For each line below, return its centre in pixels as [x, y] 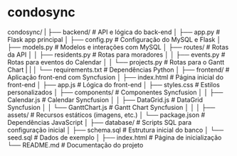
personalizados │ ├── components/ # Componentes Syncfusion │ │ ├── [115, 92]
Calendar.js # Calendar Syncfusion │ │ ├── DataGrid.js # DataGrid [105, 99]
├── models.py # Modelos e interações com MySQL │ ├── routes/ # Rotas [118, 47]
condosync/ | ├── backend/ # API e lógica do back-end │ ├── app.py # [114, 32]
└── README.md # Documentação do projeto [75, 145]
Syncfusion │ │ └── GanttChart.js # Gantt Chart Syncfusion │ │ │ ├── [111, 107]
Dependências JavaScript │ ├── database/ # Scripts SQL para [100, 122]
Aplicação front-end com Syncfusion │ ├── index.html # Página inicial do [116, 77]
